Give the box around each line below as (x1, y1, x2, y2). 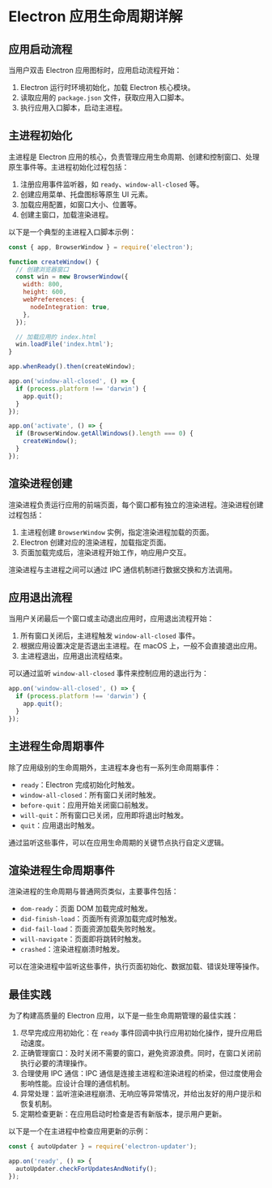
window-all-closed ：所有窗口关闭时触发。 (19, 790, 160, 799)
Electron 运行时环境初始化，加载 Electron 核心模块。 (19, 83, 196, 92)
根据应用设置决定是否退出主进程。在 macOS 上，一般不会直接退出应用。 (19, 641, 261, 651)
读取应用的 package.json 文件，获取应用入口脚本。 (19, 93, 189, 102)
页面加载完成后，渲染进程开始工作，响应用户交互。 (19, 547, 191, 557)
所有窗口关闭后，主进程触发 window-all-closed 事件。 (19, 631, 200, 641)
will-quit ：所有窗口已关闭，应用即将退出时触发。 (19, 810, 189, 820)
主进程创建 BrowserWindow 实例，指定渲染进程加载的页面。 (19, 527, 214, 536)
